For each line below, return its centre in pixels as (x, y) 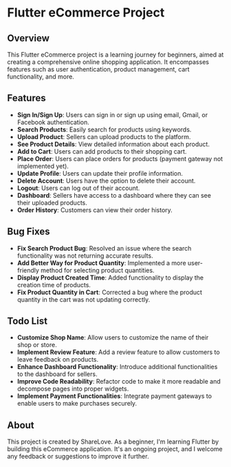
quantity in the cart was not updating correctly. (84, 299)
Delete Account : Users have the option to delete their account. (106, 180)
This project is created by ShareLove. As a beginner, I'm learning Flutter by (113, 442)
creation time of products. (54, 284)
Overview (29, 38)
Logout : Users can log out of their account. (78, 188)
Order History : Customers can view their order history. (95, 210)
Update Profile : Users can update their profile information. (100, 173)
